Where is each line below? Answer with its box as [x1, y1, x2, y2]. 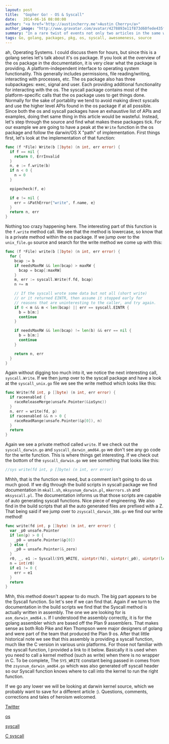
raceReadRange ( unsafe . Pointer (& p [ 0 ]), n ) [14, 418, 102, 423]
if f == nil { [10, 149, 39, 154]
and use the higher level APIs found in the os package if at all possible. [5, 103, 152, 109]
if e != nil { [10, 195, 39, 200]
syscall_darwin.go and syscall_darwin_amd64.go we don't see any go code [5, 447, 161, 453]
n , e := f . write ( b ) [10, 163, 51, 169]
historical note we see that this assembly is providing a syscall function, [5, 636, 154, 642]
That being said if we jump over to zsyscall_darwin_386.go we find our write [5, 508, 163, 514]
